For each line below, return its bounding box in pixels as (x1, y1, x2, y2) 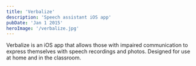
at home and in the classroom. (6, 54, 81, 61)
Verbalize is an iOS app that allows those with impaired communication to (6, 42, 188, 49)
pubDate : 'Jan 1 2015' (6, 20, 63, 26)
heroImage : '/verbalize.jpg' (6, 25, 79, 32)
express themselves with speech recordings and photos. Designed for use (6, 48, 191, 55)
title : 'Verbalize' (6, 8, 55, 15)
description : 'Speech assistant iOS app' (6, 14, 112, 20)
